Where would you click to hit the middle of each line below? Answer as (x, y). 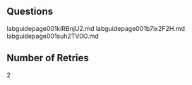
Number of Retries (48, 58)
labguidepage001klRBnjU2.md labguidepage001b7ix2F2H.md (96, 28)
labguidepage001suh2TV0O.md (53, 36)
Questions (30, 12)
